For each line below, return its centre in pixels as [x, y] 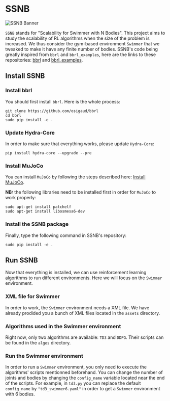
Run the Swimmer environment [44, 356]
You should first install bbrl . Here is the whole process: [63, 101]
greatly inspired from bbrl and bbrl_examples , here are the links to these [81, 55]
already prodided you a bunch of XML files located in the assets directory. [83, 313]
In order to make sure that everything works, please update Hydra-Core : [80, 144]
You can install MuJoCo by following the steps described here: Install [75, 177]
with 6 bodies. [20, 394]
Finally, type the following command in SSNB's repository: [66, 235]
